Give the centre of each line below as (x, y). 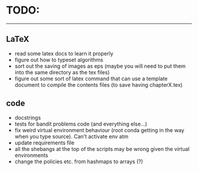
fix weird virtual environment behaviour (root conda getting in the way (99, 130)
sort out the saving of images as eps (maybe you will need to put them (100, 66)
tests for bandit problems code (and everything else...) (81, 124)
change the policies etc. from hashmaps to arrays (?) (79, 161)
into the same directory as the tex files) (62, 72)
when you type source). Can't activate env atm (71, 136)
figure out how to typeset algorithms (59, 60)
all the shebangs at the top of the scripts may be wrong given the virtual (102, 149)
